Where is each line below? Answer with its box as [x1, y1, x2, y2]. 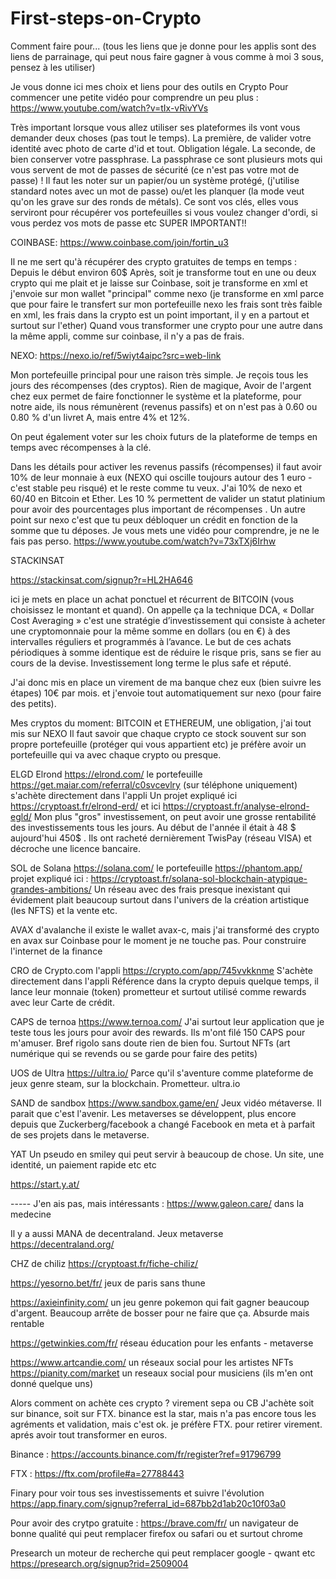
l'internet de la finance [10, 945, 103, 957]
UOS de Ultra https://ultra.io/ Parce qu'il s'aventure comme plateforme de [10, 1067, 314, 1079]
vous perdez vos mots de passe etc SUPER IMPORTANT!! [10, 217, 247, 229]
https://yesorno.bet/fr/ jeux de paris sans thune [10, 1277, 206, 1289]
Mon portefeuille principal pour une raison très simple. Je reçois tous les [10, 368, 309, 381]
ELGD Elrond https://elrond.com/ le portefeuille [10, 768, 203, 780]
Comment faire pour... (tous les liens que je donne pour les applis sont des [10, 40, 317, 52]
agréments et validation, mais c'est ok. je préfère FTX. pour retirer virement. [10, 1418, 323, 1430]
